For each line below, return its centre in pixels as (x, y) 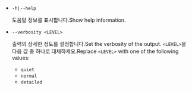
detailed (32, 82)
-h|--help (24, 8)
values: (21, 58)
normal (29, 76)
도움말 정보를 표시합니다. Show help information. (69, 20)
